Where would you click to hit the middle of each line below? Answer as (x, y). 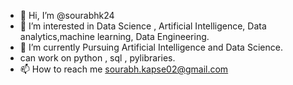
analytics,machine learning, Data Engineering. (114, 36)
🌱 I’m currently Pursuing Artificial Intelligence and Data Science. (151, 47)
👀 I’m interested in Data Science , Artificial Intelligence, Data (143, 26)
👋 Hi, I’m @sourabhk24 (67, 15)
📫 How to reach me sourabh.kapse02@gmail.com (124, 69)
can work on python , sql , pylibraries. (97, 58)
